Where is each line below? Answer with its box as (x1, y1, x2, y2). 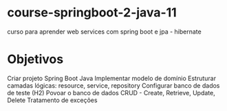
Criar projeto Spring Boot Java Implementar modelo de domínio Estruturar (7, 74, 217, 82)
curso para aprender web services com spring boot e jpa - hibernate (7, 27, 202, 36)
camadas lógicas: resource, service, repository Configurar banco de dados (7, 81, 220, 90)
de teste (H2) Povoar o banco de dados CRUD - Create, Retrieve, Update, (7, 88, 215, 97)
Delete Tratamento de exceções (7, 96, 98, 104)
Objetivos (7, 51, 64, 67)
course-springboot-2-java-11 (7, 5, 177, 21)
